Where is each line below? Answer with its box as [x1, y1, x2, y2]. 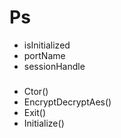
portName [23, 49, 66, 61]
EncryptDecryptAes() [23, 96, 112, 108]
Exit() [23, 106, 47, 118]
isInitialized [23, 39, 71, 51]
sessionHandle [23, 60, 86, 72]
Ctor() [23, 85, 49, 97]
